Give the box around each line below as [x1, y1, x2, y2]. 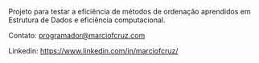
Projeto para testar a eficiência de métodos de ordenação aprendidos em [8, 7, 251, 16]
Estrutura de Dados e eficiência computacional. [8, 15, 166, 25]
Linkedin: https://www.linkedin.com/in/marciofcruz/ [8, 46, 179, 55]
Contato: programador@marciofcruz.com [8, 31, 146, 40]
